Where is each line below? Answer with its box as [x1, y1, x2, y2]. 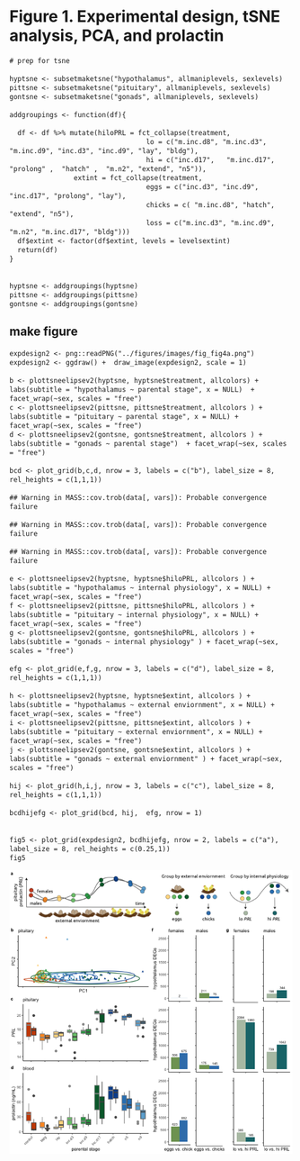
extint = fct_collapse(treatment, [73, 173, 203, 182]
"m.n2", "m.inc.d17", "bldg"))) [9, 227, 130, 236]
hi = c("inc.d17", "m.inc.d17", [146, 155, 276, 164]
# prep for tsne [9, 56, 70, 65]
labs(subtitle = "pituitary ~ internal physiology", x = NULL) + [9, 610, 259, 619]
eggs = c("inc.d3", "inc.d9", [146, 182, 259, 191]
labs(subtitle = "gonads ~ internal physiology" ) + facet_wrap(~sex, [9, 637, 279, 646]
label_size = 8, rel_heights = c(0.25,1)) [9, 844, 171, 853]
